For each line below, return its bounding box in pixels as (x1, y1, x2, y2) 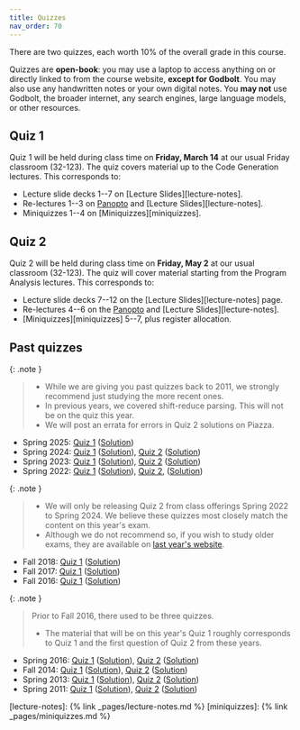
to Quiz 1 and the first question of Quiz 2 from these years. (44, 637, 263, 648)
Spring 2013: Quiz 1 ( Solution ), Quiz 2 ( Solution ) (22, 673, 200, 685)
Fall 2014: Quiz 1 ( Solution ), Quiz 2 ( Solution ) (22, 664, 188, 675)
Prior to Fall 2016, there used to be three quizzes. (31, 610, 214, 621)
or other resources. (9, 102, 81, 113)
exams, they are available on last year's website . (44, 538, 225, 550)
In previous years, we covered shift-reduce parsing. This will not (44, 400, 284, 411)
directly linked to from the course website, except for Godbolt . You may (9, 73, 277, 84)
